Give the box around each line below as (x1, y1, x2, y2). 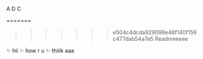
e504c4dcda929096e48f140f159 (113, 29, 197, 36)
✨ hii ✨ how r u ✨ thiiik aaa (6, 47, 75, 54)
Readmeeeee (155, 35, 188, 42)
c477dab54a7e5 (113, 35, 154, 42)
